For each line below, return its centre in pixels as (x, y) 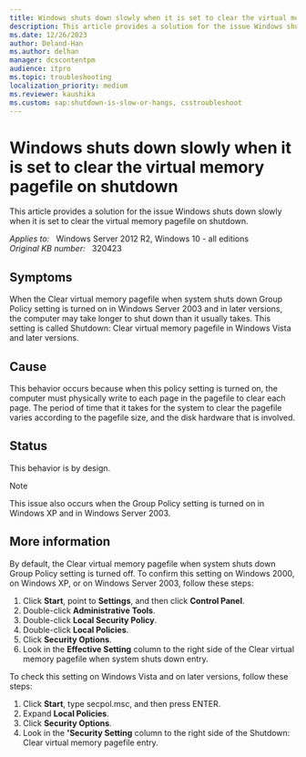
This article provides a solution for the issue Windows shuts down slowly (146, 211)
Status (29, 446)
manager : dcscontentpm (52, 60)
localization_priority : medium (69, 86)
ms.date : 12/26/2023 (49, 35)
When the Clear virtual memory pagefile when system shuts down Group (146, 299)
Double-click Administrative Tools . (89, 610)
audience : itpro (40, 69)
